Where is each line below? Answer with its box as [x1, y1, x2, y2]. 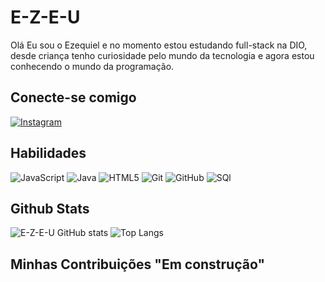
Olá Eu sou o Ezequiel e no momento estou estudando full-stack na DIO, [10, 39, 308, 51]
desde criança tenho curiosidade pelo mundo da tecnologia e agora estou [10, 49, 315, 61]
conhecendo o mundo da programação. [10, 60, 175, 72]
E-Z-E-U [10, 6, 81, 29]
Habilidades [10, 145, 87, 162]
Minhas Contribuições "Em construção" [10, 256, 265, 273]
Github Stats [10, 200, 90, 217]
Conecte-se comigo [10, 89, 137, 106]
